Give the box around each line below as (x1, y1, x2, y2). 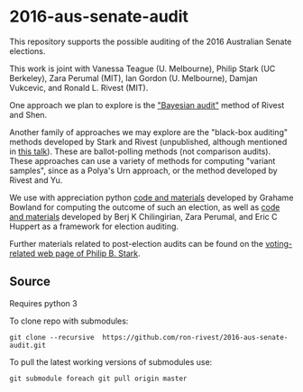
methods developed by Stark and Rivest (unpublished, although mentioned (9, 136, 288, 147)
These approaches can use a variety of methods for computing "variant (9, 155, 276, 166)
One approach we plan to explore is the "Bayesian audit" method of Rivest (9, 99, 285, 110)
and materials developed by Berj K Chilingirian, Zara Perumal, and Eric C (9, 211, 278, 222)
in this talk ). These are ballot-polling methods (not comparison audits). (9, 146, 271, 157)
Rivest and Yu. (9, 174, 63, 186)
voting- (265, 238, 293, 249)
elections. (9, 45, 46, 56)
